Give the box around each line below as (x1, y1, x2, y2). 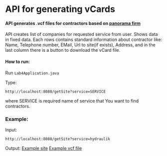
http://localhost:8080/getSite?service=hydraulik (5, 136, 111, 142)
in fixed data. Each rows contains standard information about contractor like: (5, 36, 163, 43)
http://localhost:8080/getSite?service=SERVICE (5, 89, 106, 94)
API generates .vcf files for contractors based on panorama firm (5, 20, 141, 26)
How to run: (5, 58, 30, 64)
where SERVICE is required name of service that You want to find (5, 98, 139, 104)
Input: (5, 127, 17, 133)
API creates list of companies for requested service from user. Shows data (5, 31, 158, 37)
